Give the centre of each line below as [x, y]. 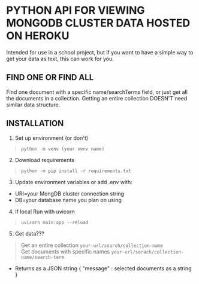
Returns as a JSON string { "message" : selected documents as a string [103, 268]
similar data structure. [33, 105]
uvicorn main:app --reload [55, 222]
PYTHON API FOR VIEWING [76, 10]
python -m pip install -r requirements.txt [76, 171]
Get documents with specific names [65, 251]
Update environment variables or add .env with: [74, 182]
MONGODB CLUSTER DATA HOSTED [98, 23]
